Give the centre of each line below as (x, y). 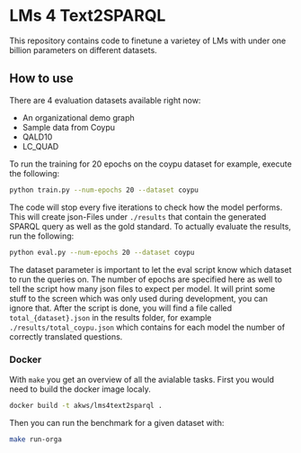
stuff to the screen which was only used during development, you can (138, 298)
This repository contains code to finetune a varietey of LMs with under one (148, 41)
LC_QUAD (40, 146)
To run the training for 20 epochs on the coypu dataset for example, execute (150, 164)
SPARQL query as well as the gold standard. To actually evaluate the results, (150, 226)
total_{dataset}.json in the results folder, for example (111, 317)
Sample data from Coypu (68, 127)
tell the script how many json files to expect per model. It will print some (142, 288)
